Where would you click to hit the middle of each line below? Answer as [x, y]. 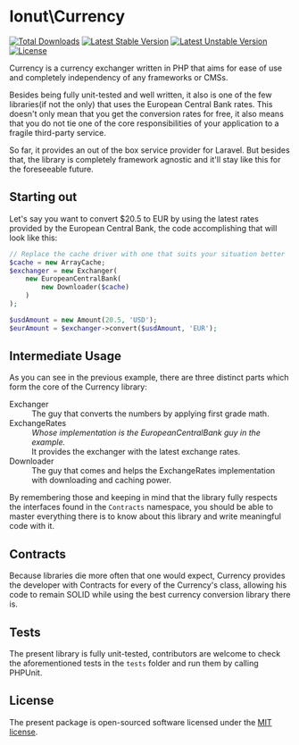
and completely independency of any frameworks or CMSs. [119, 77]
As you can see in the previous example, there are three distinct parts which [149, 378]
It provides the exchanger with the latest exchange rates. [136, 452]
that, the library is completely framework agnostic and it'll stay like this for [145, 159]
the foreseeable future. [51, 169]
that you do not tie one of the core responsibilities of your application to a [144, 123]
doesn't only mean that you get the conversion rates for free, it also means [146, 113]
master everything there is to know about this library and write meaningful [145, 516]
